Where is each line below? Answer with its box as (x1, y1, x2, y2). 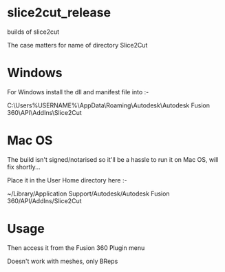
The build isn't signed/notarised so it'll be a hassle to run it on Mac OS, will (7, 155, 219, 163)
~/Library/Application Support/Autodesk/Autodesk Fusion (7, 189, 170, 198)
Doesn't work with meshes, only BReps (7, 257, 118, 265)
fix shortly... (7, 163, 41, 171)
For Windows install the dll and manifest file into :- (7, 87, 149, 96)
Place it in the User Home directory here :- (7, 176, 127, 184)
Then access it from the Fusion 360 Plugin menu (7, 243, 145, 252)
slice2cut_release (7, 5, 111, 21)
